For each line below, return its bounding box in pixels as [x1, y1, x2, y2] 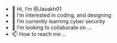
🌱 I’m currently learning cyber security [11, 18, 105, 24]
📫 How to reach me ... [11, 31, 67, 37]
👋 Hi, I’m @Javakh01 [11, 6, 62, 12]
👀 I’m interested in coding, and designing [11, 12, 112, 19]
